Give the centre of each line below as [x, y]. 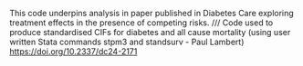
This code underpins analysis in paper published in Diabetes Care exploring [151, 13]
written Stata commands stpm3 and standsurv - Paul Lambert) [127, 42]
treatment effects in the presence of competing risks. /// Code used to [141, 23]
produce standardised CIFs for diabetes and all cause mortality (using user [150, 32]
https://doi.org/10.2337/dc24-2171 [73, 52]
